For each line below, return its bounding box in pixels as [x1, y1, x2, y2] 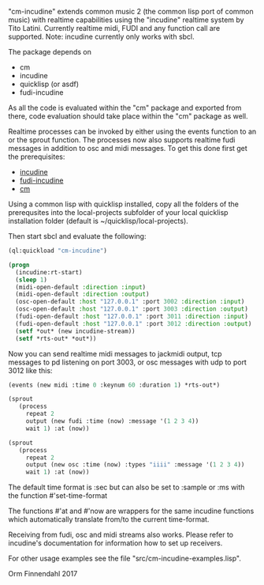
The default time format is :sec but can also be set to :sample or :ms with [8, 482, 245, 493]
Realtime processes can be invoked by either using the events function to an [8, 126, 257, 136]
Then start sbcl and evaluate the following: [8, 232, 147, 240]
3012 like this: [8, 365, 53, 375]
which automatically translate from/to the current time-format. [8, 515, 210, 524]
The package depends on [8, 47, 92, 56]
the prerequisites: [8, 152, 65, 161]
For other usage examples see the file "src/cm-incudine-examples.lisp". [8, 553, 242, 564]
